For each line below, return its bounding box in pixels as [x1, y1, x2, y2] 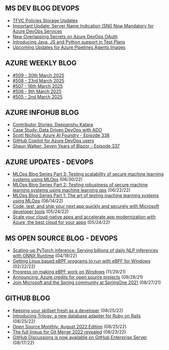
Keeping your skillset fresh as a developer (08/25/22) [12, 307, 124, 313]
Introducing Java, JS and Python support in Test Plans [12, 39, 125, 45]
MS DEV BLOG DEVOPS [5, 4, 79, 13]
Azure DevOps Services [12, 28, 62, 34]
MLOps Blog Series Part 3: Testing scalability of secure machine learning [12, 171, 164, 177]
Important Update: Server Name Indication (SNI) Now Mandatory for [12, 23, 154, 29]
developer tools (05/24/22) [12, 209, 69, 215]
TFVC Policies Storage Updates [12, 17, 78, 23]
